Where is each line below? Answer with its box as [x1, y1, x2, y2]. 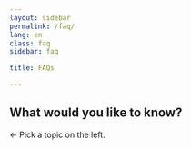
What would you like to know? [9, 105, 183, 121]
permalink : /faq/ [9, 22, 75, 31]
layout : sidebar [9, 13, 71, 23]
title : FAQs [9, 64, 55, 73]
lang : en [9, 30, 43, 39]
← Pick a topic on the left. [9, 129, 106, 140]
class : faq [9, 38, 51, 48]
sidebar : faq [9, 47, 59, 56]
